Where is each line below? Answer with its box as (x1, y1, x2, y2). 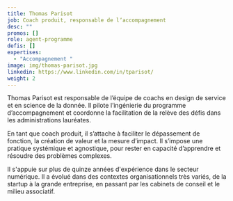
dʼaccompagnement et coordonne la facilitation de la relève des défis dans (7, 108, 221, 117)
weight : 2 (7, 74, 36, 82)
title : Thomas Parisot (7, 10, 73, 17)
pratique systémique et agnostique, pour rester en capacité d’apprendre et (7, 144, 221, 153)
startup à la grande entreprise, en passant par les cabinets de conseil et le (7, 180, 220, 188)
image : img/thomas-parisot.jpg (7, 62, 98, 69)
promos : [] (7, 29, 39, 37)
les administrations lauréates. (7, 116, 92, 124)
